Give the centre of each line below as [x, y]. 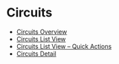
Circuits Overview [42, 32]
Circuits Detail [36, 54]
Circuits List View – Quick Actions [64, 46]
